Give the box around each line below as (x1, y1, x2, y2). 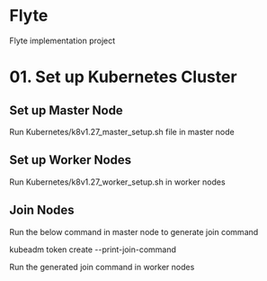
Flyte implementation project (9, 35, 116, 46)
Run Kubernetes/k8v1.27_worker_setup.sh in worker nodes (9, 177, 227, 187)
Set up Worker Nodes (9, 152, 132, 168)
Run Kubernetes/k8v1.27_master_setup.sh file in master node (9, 126, 236, 137)
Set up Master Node (9, 103, 123, 118)
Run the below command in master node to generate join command (9, 226, 259, 237)
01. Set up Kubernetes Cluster (9, 67, 237, 87)
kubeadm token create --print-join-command (9, 244, 177, 255)
